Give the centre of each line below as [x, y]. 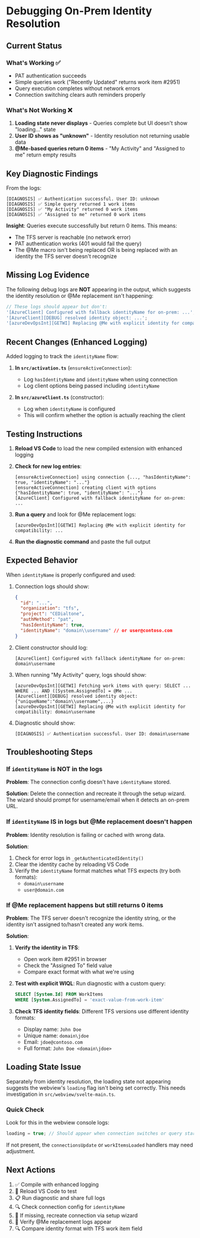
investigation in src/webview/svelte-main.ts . [61, 1094]
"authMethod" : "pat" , [47, 620]
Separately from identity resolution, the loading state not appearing [88, 1081]
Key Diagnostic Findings [52, 173]
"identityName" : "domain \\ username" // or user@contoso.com [96, 630]
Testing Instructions [44, 434]
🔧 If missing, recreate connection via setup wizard [76, 1215]
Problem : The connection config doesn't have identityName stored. [89, 782]
